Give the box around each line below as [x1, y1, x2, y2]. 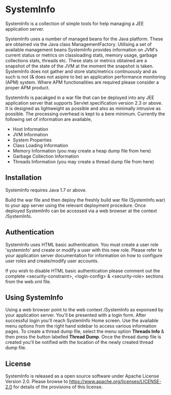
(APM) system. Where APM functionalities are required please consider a [5, 79, 159, 85]
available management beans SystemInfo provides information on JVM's [5, 46, 158, 53]
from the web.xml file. [5, 278, 52, 284]
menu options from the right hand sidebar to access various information [5, 323, 157, 329]
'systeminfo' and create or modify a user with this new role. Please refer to [5, 246, 162, 253]
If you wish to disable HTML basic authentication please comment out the [5, 267, 160, 274]
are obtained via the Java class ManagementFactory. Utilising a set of [5, 41, 152, 47]
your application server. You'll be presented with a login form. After [5, 312, 146, 318]
